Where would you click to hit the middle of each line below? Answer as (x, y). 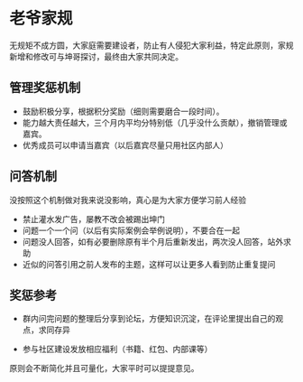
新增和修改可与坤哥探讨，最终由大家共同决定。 (96, 56)
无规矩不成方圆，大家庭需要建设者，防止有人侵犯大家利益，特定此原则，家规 (151, 45)
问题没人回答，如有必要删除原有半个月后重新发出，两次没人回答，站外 (153, 241)
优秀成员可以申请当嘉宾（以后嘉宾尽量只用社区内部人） (125, 144)
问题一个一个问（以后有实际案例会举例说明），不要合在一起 (131, 230)
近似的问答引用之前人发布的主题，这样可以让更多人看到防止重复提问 (149, 264)
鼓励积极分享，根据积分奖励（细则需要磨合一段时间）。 (123, 111)
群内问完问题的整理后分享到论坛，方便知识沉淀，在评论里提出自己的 (149, 319)
